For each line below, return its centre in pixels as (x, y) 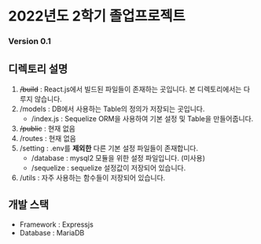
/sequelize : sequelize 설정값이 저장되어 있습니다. (108, 168)
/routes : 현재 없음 (48, 138)
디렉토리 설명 (38, 69)
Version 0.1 (29, 42)
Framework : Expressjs (57, 224)
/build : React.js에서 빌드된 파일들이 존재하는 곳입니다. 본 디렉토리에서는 (130, 89)
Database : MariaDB (52, 232)
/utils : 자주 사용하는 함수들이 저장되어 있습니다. (92, 177)
